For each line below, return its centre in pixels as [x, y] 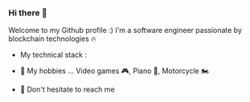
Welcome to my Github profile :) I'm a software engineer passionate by [125, 31]
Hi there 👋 [28, 13]
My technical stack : [53, 55]
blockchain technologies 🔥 [52, 39]
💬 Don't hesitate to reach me [67, 90]
